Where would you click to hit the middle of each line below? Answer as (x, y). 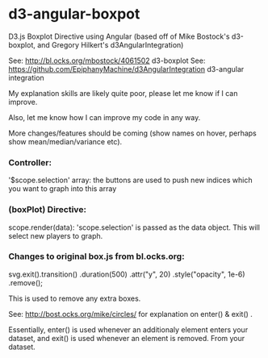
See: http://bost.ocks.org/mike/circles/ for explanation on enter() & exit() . (130, 314)
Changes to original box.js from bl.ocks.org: (96, 256)
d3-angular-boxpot (74, 14)
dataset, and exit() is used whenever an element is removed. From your (127, 338)
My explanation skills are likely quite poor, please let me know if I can (123, 93)
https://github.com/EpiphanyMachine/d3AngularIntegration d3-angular (126, 69)
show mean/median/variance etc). (65, 141)
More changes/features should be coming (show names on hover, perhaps (132, 133)
